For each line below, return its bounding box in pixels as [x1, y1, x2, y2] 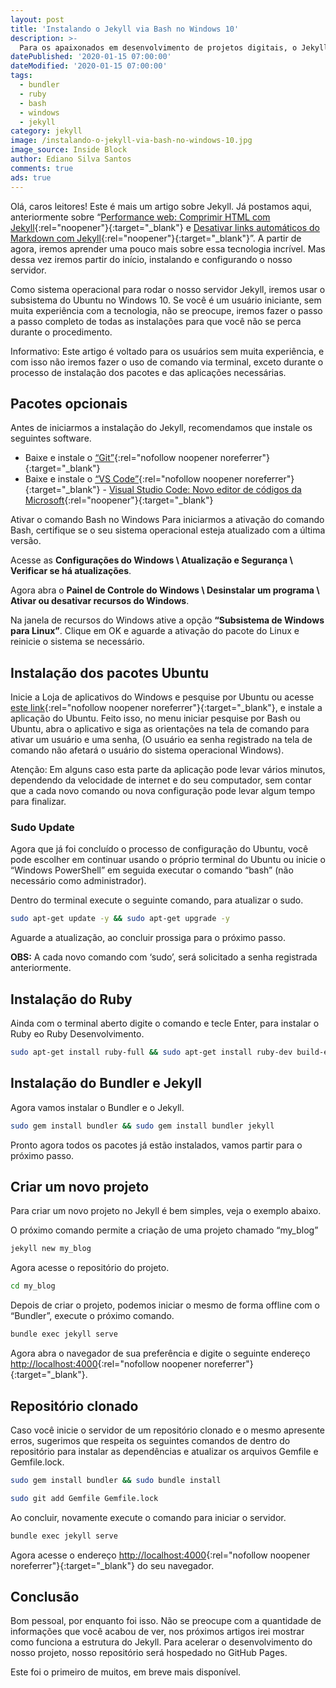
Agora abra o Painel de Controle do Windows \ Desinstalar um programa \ [10, 584, 320, 596]
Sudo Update [10, 821, 75, 835]
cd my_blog [10, 1281, 56, 1291]
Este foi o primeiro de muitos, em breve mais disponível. [10, 1666, 242, 1678]
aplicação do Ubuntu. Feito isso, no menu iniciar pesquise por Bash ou [10, 712, 301, 725]
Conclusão [10, 1588, 80, 1605]
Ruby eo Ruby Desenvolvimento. [10, 1028, 145, 1040]
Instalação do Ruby [10, 991, 133, 1008]
